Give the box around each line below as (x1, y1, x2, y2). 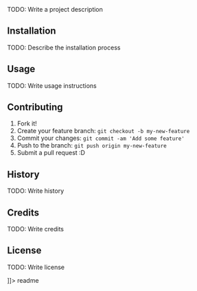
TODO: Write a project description (7, 5, 103, 13)
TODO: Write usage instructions (7, 81, 97, 90)
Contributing (7, 102, 63, 113)
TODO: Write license (7, 263, 65, 271)
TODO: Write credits (7, 225, 64, 233)
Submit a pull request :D (16, 149, 86, 157)
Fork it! (16, 119, 38, 128)
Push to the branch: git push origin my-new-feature (16, 141, 167, 150)
